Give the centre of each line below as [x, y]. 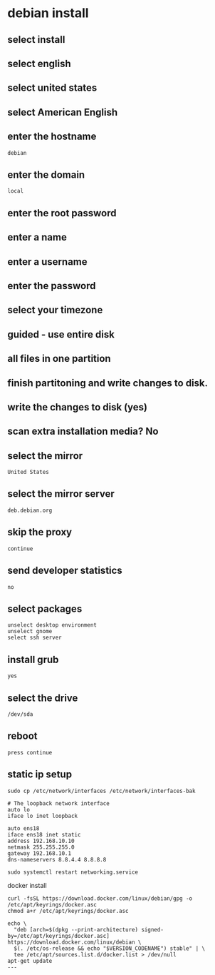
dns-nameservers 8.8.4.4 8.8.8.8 [57, 859]
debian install [48, 13]
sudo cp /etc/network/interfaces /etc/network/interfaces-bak [101, 791]
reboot [22, 736]
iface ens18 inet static [44, 834]
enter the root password [62, 213]
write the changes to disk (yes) [78, 407]
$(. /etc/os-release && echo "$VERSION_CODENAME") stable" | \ [109, 948]
